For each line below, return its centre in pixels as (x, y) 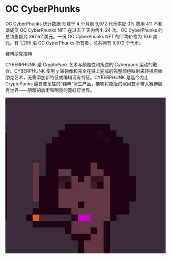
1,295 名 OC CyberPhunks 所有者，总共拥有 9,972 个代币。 (82, 43)
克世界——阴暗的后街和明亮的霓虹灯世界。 (50, 90)
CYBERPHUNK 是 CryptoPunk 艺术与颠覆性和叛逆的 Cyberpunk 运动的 (79, 64)
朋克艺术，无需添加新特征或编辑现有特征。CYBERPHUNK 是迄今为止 (77, 77)
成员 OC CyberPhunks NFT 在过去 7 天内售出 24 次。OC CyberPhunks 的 (86, 30)
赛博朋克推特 (19, 54)
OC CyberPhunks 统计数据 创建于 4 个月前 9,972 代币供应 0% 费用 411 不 (82, 23)
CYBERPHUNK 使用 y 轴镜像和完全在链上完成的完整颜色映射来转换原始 (88, 71)
